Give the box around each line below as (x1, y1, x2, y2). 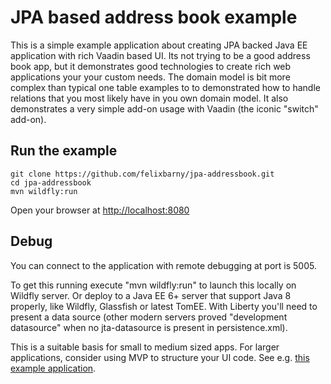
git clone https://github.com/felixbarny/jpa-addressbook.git (10, 169, 275, 179)
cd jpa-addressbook (10, 177, 92, 188)
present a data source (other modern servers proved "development (10, 311, 288, 323)
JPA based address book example (10, 6, 298, 29)
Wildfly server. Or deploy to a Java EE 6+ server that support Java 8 (10, 289, 292, 301)
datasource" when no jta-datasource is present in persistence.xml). (10, 321, 288, 333)
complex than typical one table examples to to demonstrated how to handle (10, 81, 321, 93)
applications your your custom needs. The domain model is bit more (10, 71, 291, 83)
